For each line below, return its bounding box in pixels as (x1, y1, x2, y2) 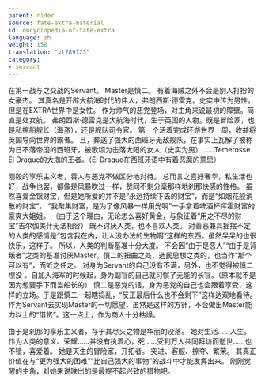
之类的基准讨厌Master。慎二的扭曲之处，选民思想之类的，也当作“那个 (25, 250, 252, 260)
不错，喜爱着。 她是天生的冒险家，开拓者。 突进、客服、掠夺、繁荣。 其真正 (8, 346, 257, 355)
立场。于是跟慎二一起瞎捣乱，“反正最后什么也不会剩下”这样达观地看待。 (21, 290, 257, 299)
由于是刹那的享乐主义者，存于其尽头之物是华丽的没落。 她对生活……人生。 (8, 326, 252, 336)
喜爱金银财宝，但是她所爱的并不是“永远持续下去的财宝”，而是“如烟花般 (14, 191, 247, 201)
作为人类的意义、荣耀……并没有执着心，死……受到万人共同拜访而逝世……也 (8, 336, 252, 346)
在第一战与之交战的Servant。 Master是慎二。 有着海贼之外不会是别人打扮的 (8, 85, 255, 95)
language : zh (8, 33, 51, 42)
